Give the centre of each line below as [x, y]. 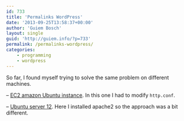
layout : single [25, 33]
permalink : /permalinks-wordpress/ [50, 45]
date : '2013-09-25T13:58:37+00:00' [50, 22]
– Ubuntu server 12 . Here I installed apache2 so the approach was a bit [92, 106]
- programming [34, 55]
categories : [21, 50]
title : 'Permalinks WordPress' [45, 17]
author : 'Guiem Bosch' [34, 28]
